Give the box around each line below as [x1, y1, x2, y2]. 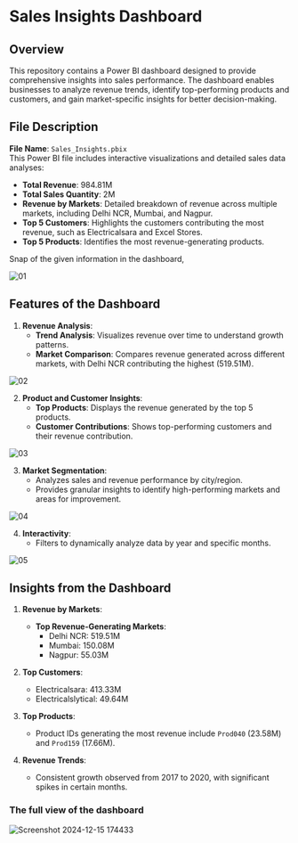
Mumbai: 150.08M [48, 640, 115, 651]
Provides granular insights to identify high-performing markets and [35, 484, 280, 495]
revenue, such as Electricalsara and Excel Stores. [21, 226, 203, 237]
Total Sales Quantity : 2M [21, 189, 116, 200]
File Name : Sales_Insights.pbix [9, 143, 127, 153]
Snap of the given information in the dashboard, [9, 253, 185, 264]
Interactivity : [21, 528, 71, 538]
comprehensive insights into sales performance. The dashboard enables [9, 75, 275, 86]
